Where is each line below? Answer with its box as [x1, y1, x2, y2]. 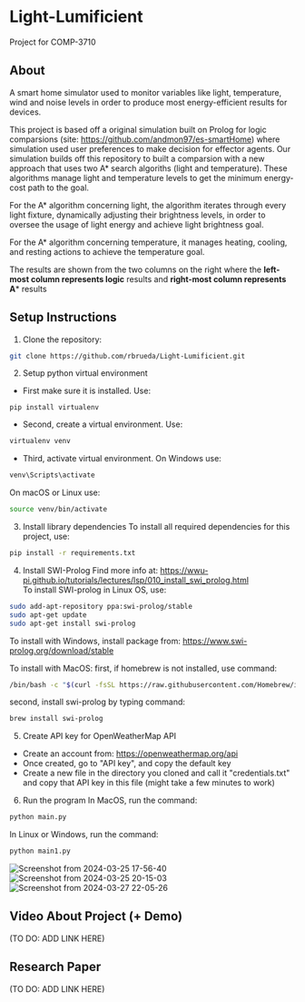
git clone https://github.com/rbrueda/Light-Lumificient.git [9, 351, 246, 360]
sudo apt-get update [9, 610, 88, 620]
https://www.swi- [182, 635, 248, 646]
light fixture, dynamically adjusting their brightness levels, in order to [9, 209, 266, 220]
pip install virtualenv [9, 403, 100, 412]
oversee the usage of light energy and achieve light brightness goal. [9, 218, 264, 229]
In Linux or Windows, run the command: [9, 829, 159, 840]
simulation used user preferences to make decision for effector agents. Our [9, 143, 291, 154]
